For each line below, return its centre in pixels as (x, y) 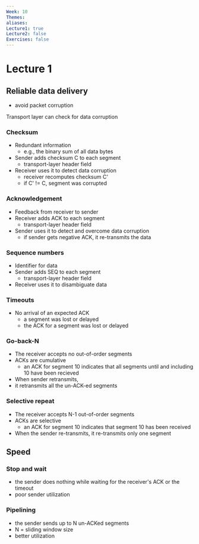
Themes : (16, 17)
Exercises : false (28, 39)
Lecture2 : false (26, 34)
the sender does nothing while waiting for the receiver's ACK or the (97, 482)
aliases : (17, 23)
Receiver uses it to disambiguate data (61, 285)
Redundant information (43, 145)
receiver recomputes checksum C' (66, 177)
